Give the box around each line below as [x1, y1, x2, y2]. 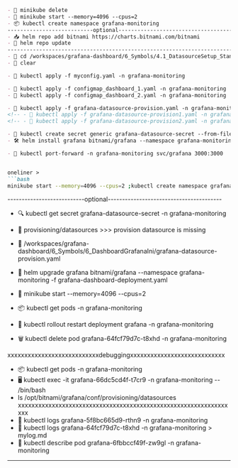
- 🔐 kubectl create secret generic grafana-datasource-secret [7, 131, 195, 138]
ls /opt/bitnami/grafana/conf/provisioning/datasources [17, 393, 177, 402]
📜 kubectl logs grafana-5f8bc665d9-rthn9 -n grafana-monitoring [17, 416, 208, 425]
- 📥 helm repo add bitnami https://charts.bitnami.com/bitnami [7, 33, 200, 40]
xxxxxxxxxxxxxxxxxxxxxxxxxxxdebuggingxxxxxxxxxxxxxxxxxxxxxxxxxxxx [7, 351, 225, 359]
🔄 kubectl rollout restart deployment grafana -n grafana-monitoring [17, 320, 214, 329]
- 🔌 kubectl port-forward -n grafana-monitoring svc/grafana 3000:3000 [7, 150, 223, 157]
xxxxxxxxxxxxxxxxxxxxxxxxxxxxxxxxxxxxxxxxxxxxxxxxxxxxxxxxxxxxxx [17, 401, 228, 410]
